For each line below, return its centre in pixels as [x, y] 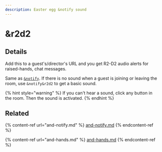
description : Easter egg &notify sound [46, 10]
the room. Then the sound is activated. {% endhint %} [60, 98]
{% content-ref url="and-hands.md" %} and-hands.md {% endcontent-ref [80, 140]
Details [16, 52]
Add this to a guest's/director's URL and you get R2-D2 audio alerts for [77, 64]
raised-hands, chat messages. [36, 68]
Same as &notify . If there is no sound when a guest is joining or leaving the [81, 78]
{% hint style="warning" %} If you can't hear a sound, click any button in [79, 93]
